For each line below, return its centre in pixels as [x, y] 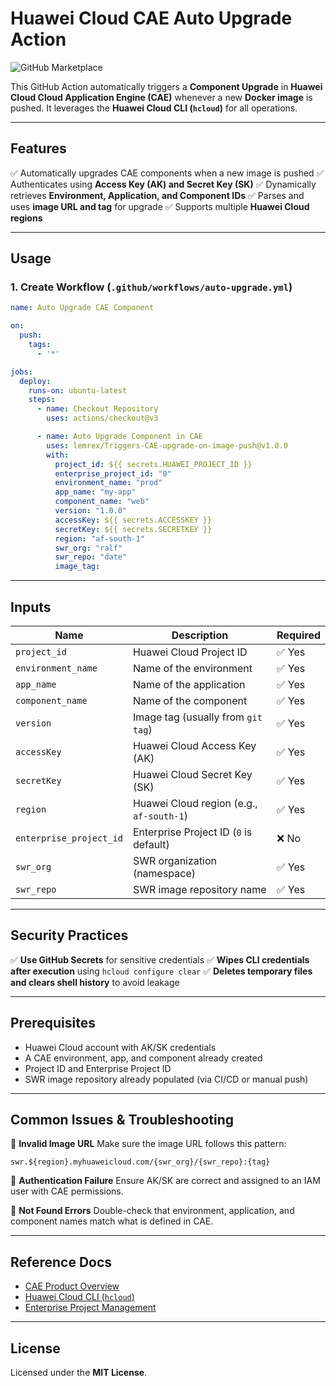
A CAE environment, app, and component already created [143, 1058]
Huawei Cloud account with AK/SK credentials [120, 1047]
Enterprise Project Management [90, 1308]
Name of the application [189, 684]
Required [298, 635]
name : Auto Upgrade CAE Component [82, 308]
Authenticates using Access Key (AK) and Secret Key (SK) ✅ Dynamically [163, 184]
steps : [42, 400]
